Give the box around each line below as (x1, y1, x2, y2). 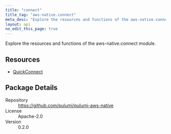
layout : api (5, 21, 31, 27)
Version (5, 118, 21, 125)
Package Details (5, 84, 58, 92)
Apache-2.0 (18, 113, 43, 119)
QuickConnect (12, 68, 43, 74)
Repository (5, 97, 28, 103)
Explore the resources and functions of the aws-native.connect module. (5, 40, 156, 46)
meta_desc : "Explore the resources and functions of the (5, 17, 129, 22)
